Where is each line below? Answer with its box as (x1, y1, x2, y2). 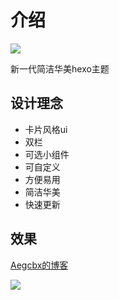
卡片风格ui (24, 123, 68, 135)
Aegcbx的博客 (10, 259, 69, 271)
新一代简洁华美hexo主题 (10, 62, 110, 75)
